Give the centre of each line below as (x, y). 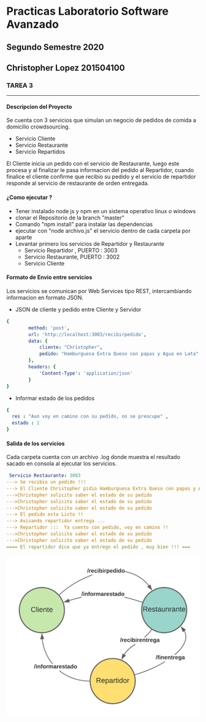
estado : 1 (26, 423)
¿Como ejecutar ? (29, 197)
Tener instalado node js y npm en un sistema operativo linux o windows (105, 211)
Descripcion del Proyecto (39, 106)
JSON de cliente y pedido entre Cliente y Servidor (78, 309)
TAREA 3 (20, 85)
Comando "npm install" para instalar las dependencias (84, 224)
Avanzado (33, 24)
